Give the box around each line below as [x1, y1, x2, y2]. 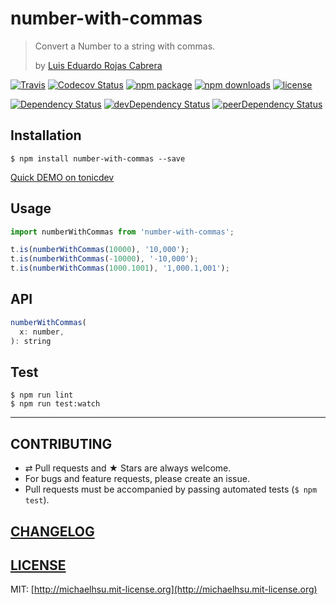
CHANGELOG [10, 523, 95, 540]
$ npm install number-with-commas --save [10, 153, 186, 164]
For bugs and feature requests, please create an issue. [24, 473, 250, 485]
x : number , [19, 327, 65, 337]
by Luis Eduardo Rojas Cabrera [34, 59, 163, 71]
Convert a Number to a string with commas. [34, 40, 216, 52]
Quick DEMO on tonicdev [10, 171, 115, 183]
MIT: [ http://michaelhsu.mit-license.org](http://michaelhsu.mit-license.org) [10, 583, 318, 596]
